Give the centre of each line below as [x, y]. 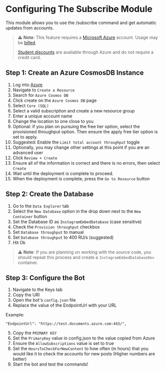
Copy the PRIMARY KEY [35, 333]
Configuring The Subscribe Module [79, 9]
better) [20, 359]
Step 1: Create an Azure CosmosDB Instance [75, 73]
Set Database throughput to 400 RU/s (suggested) [63, 237]
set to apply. [25, 137]
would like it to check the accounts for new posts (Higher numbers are [84, 354]
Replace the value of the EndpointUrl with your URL [65, 305]
